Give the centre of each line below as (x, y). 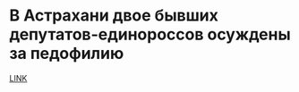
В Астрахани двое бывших (114, 16)
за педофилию (67, 54)
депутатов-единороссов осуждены (150, 34)
